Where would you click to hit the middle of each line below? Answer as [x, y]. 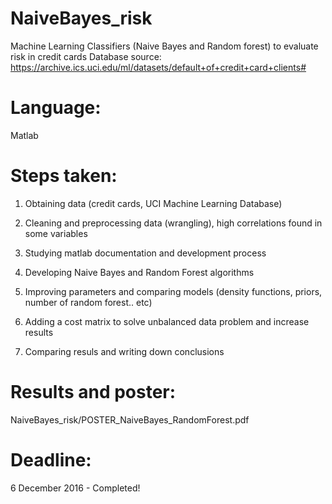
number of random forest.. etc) [88, 302]
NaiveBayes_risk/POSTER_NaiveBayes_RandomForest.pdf [130, 419]
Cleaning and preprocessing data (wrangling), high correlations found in [173, 223]
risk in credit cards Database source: [86, 56]
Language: [56, 108]
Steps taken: [64, 176]
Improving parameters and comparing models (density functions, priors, [173, 291]
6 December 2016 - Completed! [75, 488]
